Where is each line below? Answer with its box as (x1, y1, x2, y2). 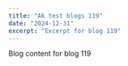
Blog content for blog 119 (8, 49, 92, 59)
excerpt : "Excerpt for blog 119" (8, 27, 122, 35)
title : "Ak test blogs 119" (8, 11, 104, 20)
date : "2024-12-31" (8, 19, 75, 27)
